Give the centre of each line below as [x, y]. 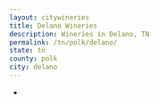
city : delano [33, 68]
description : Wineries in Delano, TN [79, 34]
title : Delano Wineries [54, 26]
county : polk [33, 59]
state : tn [28, 51]
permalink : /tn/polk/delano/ [63, 42]
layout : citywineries [50, 17]
